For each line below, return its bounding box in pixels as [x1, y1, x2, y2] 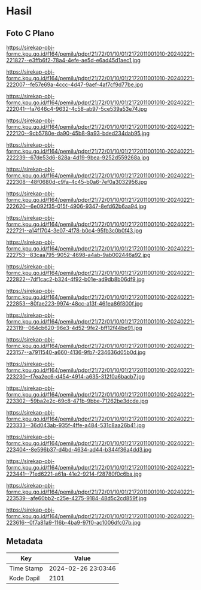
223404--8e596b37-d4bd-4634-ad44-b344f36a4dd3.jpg [6, 446, 152, 453]
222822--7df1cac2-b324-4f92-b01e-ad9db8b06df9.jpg [6, 276, 145, 283]
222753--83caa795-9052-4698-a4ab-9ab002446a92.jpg [6, 252, 151, 258]
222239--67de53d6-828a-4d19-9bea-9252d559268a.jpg [6, 154, 150, 161]
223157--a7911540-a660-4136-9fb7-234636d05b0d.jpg [6, 349, 146, 356]
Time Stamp [9, 564, 44, 573]
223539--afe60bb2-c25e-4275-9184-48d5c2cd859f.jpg [6, 495, 147, 501]
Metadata [6, 536, 43, 546]
